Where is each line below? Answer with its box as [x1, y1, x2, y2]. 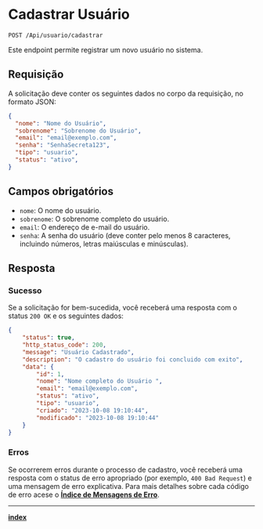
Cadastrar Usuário [8, 5, 131, 24]
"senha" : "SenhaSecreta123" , [15, 141, 110, 150]
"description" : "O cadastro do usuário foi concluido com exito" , [22, 355, 243, 364]
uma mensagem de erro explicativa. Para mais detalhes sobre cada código [8, 481, 249, 491]
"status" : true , [22, 334, 76, 342]
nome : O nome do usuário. [19, 205, 102, 215]
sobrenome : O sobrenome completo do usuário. [19, 214, 170, 223]
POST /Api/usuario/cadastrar [8, 31, 103, 39]
